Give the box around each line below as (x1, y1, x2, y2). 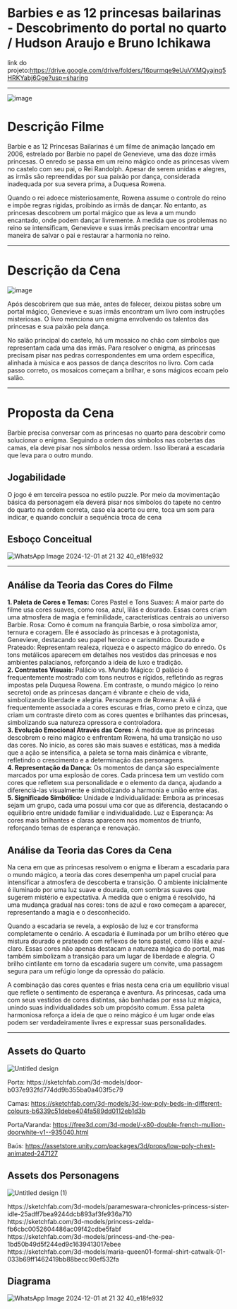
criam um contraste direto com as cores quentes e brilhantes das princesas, (7, 711, 229, 719)
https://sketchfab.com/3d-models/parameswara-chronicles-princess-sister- (7, 1202, 230, 1211)
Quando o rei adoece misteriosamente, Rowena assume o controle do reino (7, 193, 226, 202)
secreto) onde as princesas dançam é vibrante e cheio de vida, (7, 688, 190, 697)
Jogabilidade (7, 471, 66, 484)
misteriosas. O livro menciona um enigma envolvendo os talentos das (7, 314, 209, 323)
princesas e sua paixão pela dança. (7, 322, 111, 331)
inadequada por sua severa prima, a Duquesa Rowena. (7, 179, 166, 188)
